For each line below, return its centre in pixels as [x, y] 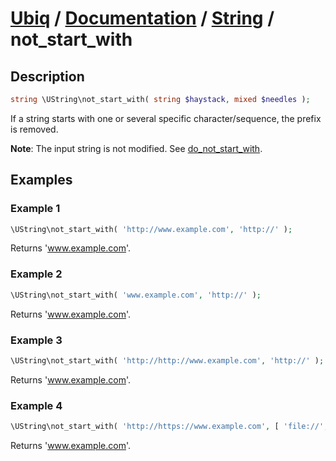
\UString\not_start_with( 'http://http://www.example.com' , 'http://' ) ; [167, 360]
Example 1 [35, 209]
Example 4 [36, 405]
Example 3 [36, 340]
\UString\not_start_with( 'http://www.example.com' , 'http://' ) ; [151, 229]
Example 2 [36, 274]
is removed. [34, 129]
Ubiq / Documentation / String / [142, 18]
